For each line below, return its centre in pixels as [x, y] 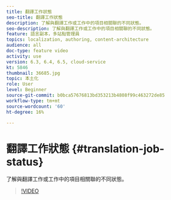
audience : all [24, 46]
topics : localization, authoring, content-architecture [77, 40]
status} [25, 162]
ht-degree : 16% [25, 112]
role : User [20, 84]
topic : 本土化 [22, 78]
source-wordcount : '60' [36, 106]
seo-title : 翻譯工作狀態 [34, 17]
